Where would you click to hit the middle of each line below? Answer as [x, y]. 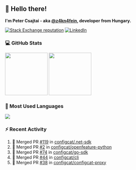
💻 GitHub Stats [24, 43]
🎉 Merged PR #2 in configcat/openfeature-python [62, 147]
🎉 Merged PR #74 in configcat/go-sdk [50, 152]
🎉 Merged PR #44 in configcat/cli [45, 157]
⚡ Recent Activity [26, 129]
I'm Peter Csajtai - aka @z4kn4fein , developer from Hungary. [68, 20]
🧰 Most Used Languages [34, 106]
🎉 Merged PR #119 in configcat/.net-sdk [52, 142]
